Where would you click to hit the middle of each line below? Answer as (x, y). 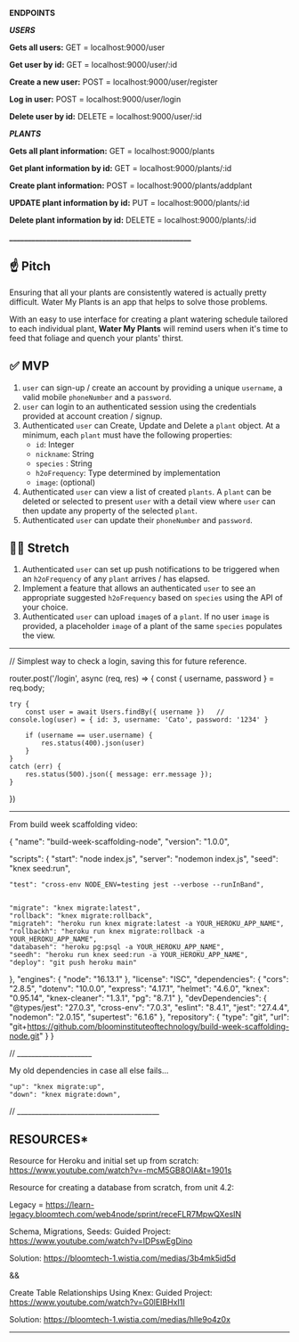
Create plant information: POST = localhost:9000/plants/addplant (131, 185)
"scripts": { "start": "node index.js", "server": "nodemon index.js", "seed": (144, 859)
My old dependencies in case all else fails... (89, 1071)
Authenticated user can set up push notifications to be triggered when (151, 569)
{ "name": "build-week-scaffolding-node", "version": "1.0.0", (119, 842)
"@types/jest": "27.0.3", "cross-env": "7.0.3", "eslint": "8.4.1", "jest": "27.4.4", (149, 1008)
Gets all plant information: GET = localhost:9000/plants (112, 151)
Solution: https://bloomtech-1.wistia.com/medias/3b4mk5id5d (123, 1258)
